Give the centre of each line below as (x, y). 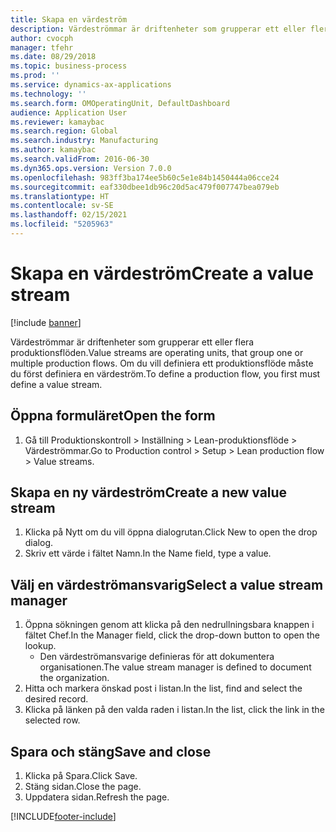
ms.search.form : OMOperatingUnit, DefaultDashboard (120, 103)
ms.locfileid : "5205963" (62, 224)
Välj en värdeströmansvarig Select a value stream (167, 584)
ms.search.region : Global (64, 131)
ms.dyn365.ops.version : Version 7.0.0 (91, 168)
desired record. (56, 699)
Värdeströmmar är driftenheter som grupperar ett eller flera (132, 342)
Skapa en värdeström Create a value (162, 273)
